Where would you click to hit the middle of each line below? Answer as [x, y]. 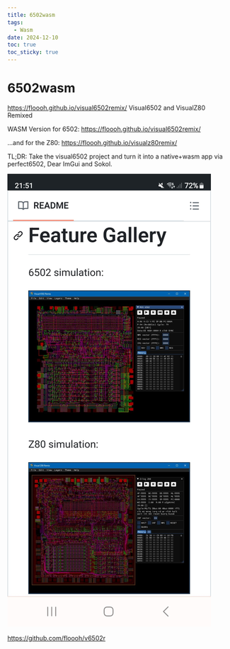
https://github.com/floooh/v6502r [57, 638]
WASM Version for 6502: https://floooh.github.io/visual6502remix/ [104, 129]
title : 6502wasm [31, 15]
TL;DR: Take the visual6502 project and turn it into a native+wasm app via [115, 156]
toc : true [22, 45]
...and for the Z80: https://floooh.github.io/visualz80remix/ [92, 142]
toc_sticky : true [33, 52]
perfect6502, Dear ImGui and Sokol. [60, 163]
